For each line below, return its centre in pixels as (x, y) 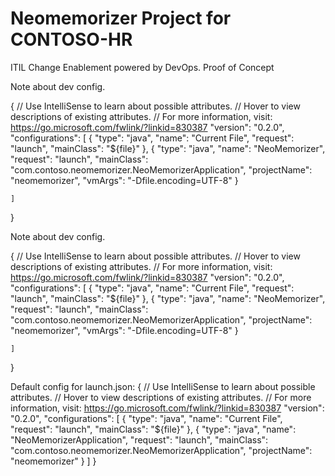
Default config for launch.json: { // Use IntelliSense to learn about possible (163, 386)
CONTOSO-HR (71, 39)
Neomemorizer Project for (121, 18)
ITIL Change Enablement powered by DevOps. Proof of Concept (142, 67)
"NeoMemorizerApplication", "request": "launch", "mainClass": (139, 439)
